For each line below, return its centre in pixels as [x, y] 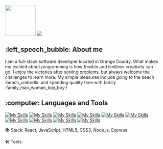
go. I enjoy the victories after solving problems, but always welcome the [78, 72]
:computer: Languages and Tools [57, 103]
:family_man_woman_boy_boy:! [36, 88]
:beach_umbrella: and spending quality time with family [61, 82]
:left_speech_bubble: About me [54, 49]
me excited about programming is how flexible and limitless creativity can [79, 66]
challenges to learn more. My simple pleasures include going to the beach [80, 77]
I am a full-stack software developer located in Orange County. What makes [81, 61]
